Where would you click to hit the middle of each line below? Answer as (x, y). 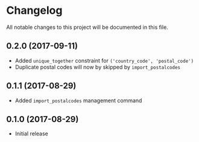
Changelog (34, 11)
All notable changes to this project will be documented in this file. (87, 27)
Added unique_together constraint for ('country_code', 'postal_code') (104, 60)
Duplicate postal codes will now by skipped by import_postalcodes (98, 67)
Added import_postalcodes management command (78, 100)
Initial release (31, 134)
